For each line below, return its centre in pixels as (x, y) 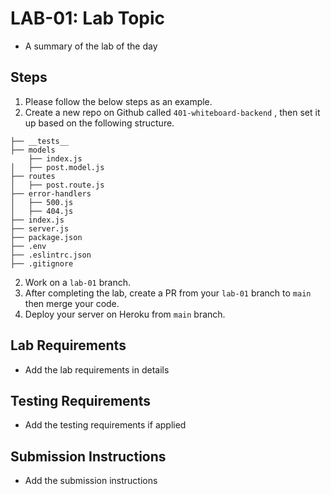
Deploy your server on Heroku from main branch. (125, 314)
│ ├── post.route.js (57, 185)
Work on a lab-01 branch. (77, 282)
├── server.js (40, 228)
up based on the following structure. (99, 123)
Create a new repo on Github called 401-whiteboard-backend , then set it (172, 112)
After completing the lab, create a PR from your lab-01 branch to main (168, 293)
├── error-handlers (51, 193)
